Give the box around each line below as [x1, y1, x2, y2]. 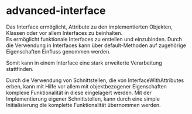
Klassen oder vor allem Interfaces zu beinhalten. [6, 29, 123, 36]
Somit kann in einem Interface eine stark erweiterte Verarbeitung [6, 59, 162, 66]
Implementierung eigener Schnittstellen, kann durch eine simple [6, 95, 160, 102]
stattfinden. [6, 65, 34, 72]
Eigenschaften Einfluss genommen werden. [6, 48, 111, 55]
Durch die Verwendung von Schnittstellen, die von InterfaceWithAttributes [6, 77, 184, 84]
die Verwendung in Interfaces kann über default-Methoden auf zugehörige [6, 42, 186, 49]
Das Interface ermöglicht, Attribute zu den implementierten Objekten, [6, 23, 173, 30]
